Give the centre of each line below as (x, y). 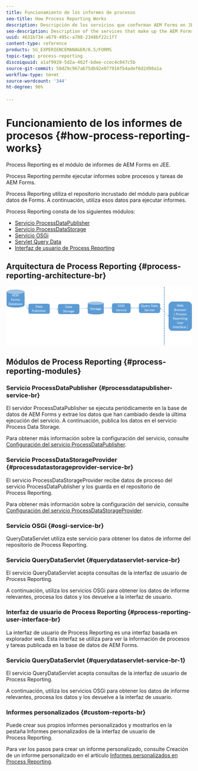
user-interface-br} (33, 619)
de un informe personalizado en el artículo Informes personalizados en (92, 756)
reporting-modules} (44, 371)
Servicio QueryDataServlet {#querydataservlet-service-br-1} (96, 660)
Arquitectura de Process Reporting (71, 266)
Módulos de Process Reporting (64, 362)
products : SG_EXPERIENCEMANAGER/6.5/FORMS (59, 50)
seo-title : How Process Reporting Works (57, 19)
